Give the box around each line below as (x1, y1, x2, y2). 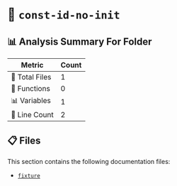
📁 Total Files (11, 72, 52, 82)
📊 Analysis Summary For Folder (7, 35, 152, 48)
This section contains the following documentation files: (7, 157, 171, 165)
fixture (17, 172, 40, 180)
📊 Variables (11, 96, 52, 105)
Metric (21, 60, 44, 70)
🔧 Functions (11, 84, 51, 93)
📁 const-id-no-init (7, 6, 120, 23)
